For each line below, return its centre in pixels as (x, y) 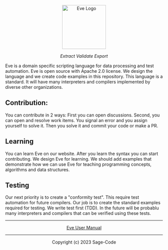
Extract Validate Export (84, 56)
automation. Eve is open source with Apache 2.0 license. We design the (79, 71)
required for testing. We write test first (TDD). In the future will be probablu (82, 208)
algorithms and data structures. (37, 169)
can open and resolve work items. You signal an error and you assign (76, 120)
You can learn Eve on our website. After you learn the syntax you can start (82, 154)
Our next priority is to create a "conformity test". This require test (72, 197)
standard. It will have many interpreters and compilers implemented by (78, 82)
